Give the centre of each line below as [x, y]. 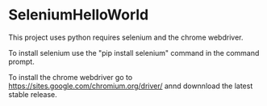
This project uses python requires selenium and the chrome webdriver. [126, 37]
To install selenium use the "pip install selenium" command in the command [134, 53]
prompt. [21, 61]
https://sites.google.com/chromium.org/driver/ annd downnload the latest [131, 86]
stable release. [33, 94]
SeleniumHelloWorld [79, 15]
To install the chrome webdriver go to [71, 77]
